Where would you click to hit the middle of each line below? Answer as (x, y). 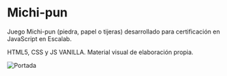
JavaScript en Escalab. (39, 38)
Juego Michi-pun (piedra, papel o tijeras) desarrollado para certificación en (114, 31)
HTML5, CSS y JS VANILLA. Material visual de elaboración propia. (100, 52)
